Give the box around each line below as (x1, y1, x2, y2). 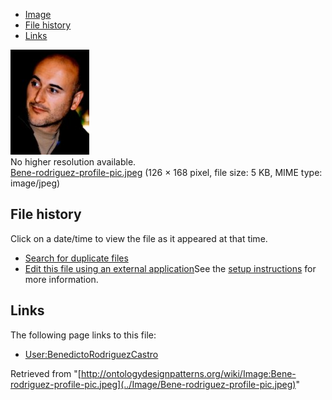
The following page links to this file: (10, 329, 157, 341)
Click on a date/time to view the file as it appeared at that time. (10, 232, 268, 244)
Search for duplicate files (24, 252, 129, 264)
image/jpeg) (10, 177, 61, 189)
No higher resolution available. (10, 156, 137, 168)
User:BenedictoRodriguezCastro (24, 348, 159, 360)
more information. (24, 273, 99, 285)
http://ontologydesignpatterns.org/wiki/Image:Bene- (80, 367, 297, 379)
